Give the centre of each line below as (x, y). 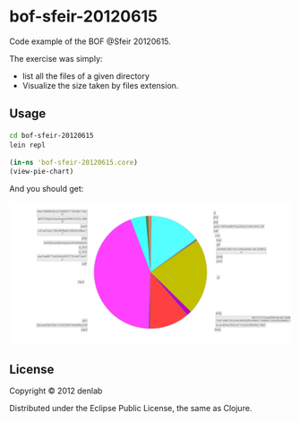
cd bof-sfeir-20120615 (51, 135)
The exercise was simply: (56, 58)
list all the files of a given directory (86, 76)
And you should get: (47, 189)
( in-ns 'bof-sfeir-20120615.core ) (74, 162)
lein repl (28, 145)
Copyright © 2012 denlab (56, 391)
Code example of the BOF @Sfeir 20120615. (90, 41)
